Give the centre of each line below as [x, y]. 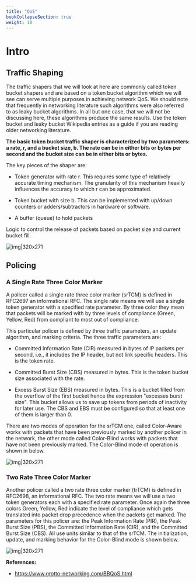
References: [21, 563]
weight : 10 [19, 22]
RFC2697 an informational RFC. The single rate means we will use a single [95, 301]
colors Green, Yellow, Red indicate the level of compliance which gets [90, 509]
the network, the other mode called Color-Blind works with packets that [92, 439]
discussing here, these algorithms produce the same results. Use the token [96, 118]
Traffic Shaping [35, 73]
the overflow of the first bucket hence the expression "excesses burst [98, 396]
